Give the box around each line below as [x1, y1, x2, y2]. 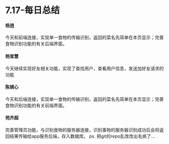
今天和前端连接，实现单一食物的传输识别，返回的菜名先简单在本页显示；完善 [5, 35, 164, 41]
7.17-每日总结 [5, 5, 60, 16]
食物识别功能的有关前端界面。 [5, 102, 67, 108]
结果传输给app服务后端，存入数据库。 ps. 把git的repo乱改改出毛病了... [9, 133, 155, 139]
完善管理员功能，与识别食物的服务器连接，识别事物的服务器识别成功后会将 [5, 127, 159, 133]
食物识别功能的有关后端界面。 [5, 41, 67, 47]
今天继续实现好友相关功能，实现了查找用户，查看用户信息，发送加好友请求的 [5, 65, 164, 71]
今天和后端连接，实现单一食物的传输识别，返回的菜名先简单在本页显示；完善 [5, 96, 164, 102]
